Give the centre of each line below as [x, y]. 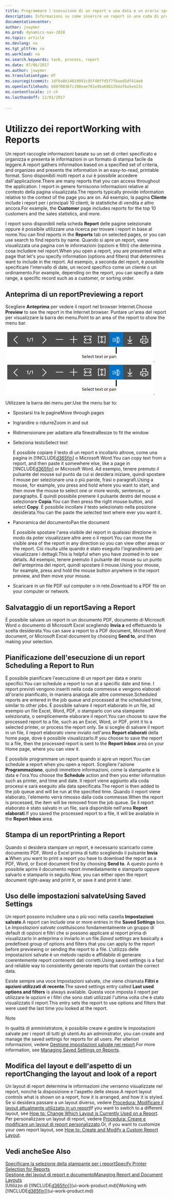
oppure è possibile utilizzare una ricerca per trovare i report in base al [79, 229]
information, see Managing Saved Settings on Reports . [63, 1050]
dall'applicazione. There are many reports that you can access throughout [83, 181]
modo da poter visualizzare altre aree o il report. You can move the [82, 538]
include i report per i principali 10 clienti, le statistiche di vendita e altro [80, 203]
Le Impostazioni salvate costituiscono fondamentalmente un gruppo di [80, 927]
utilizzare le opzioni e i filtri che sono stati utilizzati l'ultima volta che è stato [85, 997]
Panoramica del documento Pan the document [61, 523]
